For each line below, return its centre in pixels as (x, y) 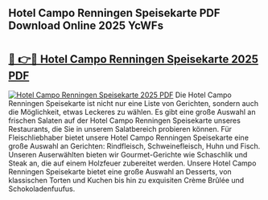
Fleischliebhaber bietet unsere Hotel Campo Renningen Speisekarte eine (129, 137)
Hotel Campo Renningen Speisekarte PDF (114, 13)
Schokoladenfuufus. (42, 189)
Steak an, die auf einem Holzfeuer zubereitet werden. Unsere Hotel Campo (132, 163)
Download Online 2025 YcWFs (86, 26)
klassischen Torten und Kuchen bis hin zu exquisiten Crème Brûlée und (126, 180)
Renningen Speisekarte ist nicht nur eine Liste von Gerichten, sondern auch (134, 103)
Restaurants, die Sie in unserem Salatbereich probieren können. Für (120, 129)
